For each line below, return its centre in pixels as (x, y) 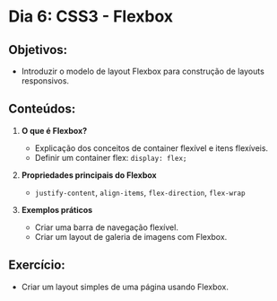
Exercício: (37, 266)
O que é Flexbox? (54, 130)
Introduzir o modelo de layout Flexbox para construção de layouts (143, 71)
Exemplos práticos (57, 209)
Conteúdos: (42, 109)
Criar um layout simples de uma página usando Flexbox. (125, 287)
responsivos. (45, 81)
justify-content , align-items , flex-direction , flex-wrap (140, 192)
